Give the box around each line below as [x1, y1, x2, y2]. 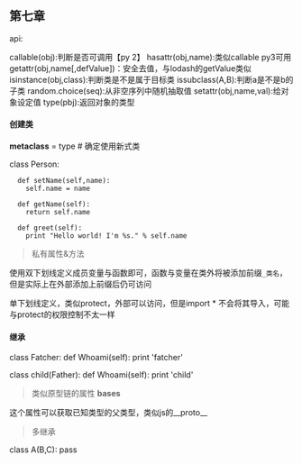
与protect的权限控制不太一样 [9, 309, 115, 320]
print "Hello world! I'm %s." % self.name [25, 232, 188, 241]
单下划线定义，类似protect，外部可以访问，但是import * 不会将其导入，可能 [9, 298, 290, 309]
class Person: [9, 159, 60, 169]
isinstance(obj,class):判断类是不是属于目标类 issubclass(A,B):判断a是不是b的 [9, 74, 294, 85]
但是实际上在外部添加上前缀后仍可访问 [9, 278, 151, 290]
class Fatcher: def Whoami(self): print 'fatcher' [9, 352, 183, 363]
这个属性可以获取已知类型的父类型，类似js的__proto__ [9, 407, 208, 418]
